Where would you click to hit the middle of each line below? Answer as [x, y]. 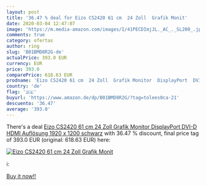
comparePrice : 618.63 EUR [39, 75]
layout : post [23, 12]
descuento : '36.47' [31, 103]
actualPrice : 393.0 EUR [37, 58]
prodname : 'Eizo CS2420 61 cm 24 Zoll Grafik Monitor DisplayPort [97, 80]
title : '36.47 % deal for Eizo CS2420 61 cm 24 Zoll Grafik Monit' [97, 18]
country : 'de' [25, 87]
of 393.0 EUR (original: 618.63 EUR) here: [59, 139]
